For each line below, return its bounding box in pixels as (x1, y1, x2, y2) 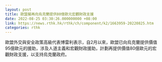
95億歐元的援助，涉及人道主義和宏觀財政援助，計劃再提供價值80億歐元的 (5, 45, 153, 51)
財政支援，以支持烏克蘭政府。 (9, 52, 69, 58)
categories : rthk (5, 25, 40, 30)
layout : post (5, 7, 32, 12)
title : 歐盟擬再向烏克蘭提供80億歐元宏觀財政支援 (5, 12, 94, 17)
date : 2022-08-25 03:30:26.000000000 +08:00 (5, 16, 97, 21)
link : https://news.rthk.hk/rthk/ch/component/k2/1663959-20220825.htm (5, 21, 154, 26)
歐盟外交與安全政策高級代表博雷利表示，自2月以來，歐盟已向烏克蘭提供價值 (5, 40, 158, 45)
